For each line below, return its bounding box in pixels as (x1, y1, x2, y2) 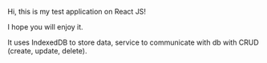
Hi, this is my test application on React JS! (7, 7, 146, 16)
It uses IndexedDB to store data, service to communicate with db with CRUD (7, 37, 260, 47)
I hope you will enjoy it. (7, 22, 83, 31)
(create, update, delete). (7, 46, 87, 55)
